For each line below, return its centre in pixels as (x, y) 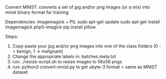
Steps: (12, 37)
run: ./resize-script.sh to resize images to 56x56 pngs (67, 62)
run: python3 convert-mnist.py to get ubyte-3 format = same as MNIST (85, 67)
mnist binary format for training (37, 12)
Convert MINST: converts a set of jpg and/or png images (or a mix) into (78, 7)
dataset (20, 72)
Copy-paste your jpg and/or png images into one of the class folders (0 (85, 46)
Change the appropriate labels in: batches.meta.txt (64, 56)
